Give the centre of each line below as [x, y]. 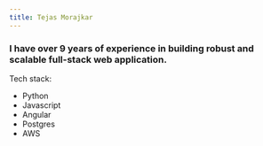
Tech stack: [30, 78]
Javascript [41, 105]
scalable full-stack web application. [88, 59]
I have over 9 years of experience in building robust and [132, 48]
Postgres [39, 124]
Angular [36, 114]
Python [35, 96]
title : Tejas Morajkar [51, 17]
